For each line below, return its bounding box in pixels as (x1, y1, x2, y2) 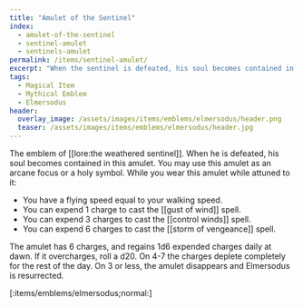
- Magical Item (17, 81, 75, 90)
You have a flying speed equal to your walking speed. (22, 194, 223, 205)
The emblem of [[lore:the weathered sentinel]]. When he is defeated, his (9, 148, 279, 159)
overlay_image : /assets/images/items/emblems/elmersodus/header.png (17, 114, 282, 124)
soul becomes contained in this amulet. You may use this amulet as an (9, 158, 272, 168)
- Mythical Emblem (17, 89, 88, 98)
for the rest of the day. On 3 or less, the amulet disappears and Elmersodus (9, 261, 290, 271)
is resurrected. (9, 270, 64, 281)
